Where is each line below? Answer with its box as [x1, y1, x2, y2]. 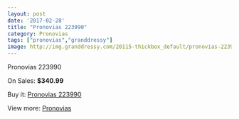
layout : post [7, 10, 46, 18]
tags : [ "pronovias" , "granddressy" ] [7, 37, 113, 44]
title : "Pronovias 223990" [7, 23, 87, 30]
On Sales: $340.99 [7, 76, 64, 85]
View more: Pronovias [7, 104, 72, 112]
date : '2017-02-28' [7, 17, 65, 24]
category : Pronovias [7, 30, 69, 38]
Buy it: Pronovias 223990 [7, 90, 82, 98]
